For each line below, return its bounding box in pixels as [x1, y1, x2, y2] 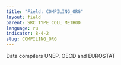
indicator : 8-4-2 [6, 31, 49, 37]
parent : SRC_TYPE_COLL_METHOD [6, 19, 81, 25]
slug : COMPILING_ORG [6, 36, 58, 42]
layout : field [6, 14, 42, 20]
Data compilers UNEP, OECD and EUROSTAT [6, 53, 116, 59]
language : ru [6, 25, 39, 31]
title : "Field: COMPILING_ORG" [6, 8, 84, 15]
